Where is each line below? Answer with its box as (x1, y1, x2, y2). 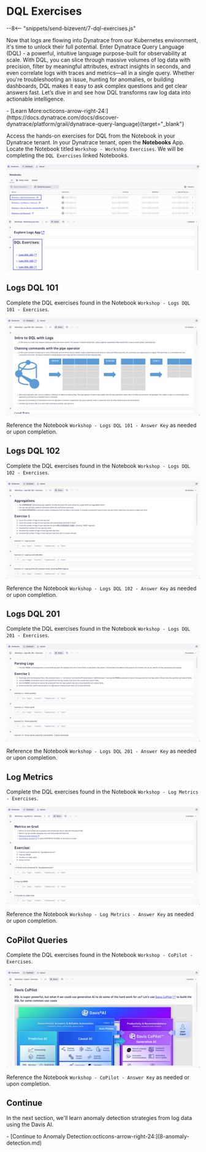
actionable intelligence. (6, 95, 66, 103)
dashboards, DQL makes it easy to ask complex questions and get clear (6, 82, 188, 90)
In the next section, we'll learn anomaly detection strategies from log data (6, 1114, 193, 1121)
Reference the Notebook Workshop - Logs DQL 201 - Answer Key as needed (6, 747, 197, 755)
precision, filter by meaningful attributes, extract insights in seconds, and (6, 63, 191, 70)
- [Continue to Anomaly (6, 1132, 66, 1140)
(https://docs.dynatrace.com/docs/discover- (6, 114, 120, 121)
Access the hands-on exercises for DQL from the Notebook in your (6, 132, 176, 139)
